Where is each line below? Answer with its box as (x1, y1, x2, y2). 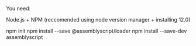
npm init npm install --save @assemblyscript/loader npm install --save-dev (6, 27, 187, 34)
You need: (6, 5, 31, 12)
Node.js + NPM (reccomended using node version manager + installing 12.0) (6, 16, 191, 23)
